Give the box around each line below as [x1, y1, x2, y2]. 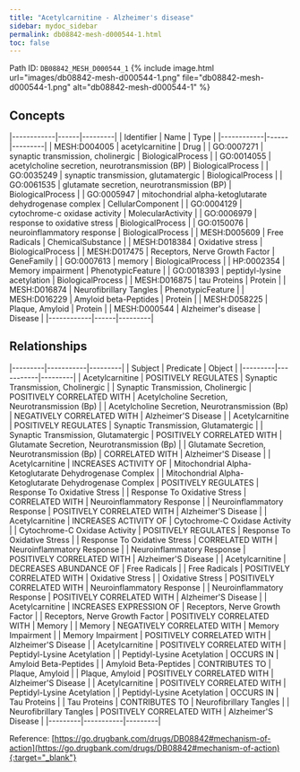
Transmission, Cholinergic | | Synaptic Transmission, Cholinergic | [9, 382, 253, 392]
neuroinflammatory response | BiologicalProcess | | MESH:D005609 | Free [9, 227, 284, 238]
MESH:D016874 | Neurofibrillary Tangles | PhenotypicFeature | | [9, 285, 244, 295]
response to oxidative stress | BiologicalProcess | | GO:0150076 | [9, 217, 249, 229]
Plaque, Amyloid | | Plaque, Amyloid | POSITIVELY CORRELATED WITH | [9, 668, 274, 679]
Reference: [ [9, 733, 56, 743]
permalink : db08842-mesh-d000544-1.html [9, 30, 163, 39]
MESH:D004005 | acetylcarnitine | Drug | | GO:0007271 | [53, 141, 264, 153]
